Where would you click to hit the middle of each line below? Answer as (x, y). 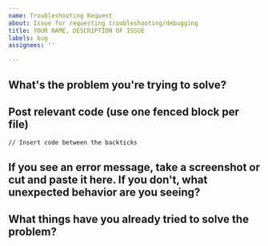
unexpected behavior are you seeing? (104, 192)
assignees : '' (32, 46)
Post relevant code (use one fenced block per (124, 111)
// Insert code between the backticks (73, 143)
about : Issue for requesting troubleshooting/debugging (103, 23)
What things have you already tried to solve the (129, 219)
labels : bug (28, 38)
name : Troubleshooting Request (60, 16)
